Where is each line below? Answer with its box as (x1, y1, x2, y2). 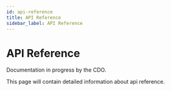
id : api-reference (6, 8, 53, 15)
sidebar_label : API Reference (6, 20, 83, 26)
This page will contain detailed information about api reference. (6, 78, 166, 86)
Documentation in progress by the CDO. (6, 66, 106, 73)
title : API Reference (6, 15, 61, 21)
